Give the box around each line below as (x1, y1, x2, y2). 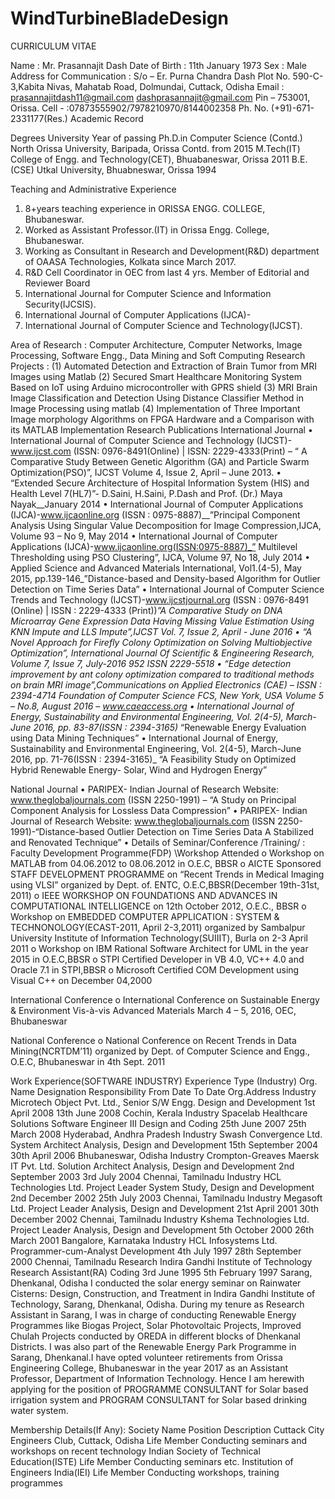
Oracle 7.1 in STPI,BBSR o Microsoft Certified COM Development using (10, 963, 300, 976)
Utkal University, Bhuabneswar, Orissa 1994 (36, 163, 217, 176)
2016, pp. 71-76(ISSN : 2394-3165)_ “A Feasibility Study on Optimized (10, 753, 297, 765)
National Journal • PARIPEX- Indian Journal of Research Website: (10, 783, 280, 795)
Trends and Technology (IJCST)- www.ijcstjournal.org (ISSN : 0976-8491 (10, 593, 309, 606)
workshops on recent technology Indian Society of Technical (10, 1445, 261, 1457)
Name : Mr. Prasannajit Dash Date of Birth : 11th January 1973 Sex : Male (10, 59, 307, 71)
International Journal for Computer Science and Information (24, 287, 272, 299)
